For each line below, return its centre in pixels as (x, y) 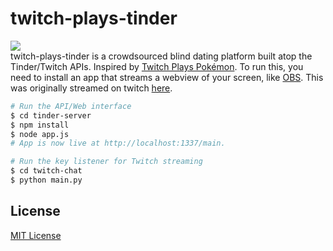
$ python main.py (46, 180)
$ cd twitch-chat (46, 171)
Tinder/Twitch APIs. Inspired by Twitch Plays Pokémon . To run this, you (157, 66)
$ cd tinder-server (51, 115)
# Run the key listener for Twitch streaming (106, 162)
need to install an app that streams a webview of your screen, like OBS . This (167, 77)
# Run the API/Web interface (71, 106)
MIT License (36, 235)
